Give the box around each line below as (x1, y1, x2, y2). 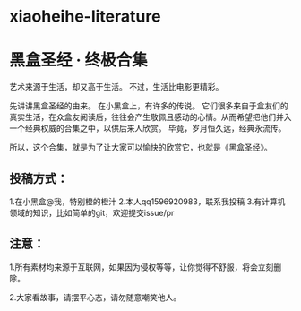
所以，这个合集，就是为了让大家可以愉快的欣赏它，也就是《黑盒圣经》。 (9, 142, 272, 153)
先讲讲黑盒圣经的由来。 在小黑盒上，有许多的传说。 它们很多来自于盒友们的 (9, 100, 288, 111)
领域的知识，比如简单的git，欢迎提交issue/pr (9, 207, 175, 218)
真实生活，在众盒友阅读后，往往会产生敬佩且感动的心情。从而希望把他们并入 (9, 112, 292, 123)
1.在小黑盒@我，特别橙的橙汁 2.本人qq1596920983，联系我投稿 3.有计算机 (9, 195, 286, 207)
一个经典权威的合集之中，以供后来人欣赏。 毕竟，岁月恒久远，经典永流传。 (9, 123, 287, 134)
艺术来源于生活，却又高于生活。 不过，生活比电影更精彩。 (9, 82, 224, 92)
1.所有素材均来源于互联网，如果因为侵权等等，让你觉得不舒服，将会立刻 (9, 262, 274, 272)
